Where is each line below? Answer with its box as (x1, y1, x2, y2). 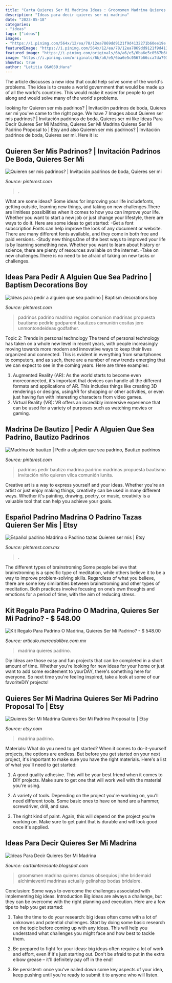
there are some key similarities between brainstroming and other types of (5, 580, 160, 586)
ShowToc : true (5, 60, 36, 65)
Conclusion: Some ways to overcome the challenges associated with (5, 887, 150, 893)
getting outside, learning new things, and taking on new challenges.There (5, 203, 160, 210)
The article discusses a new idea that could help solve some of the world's (5, 79, 163, 85)
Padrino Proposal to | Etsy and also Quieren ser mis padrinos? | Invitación (5, 126, 160, 133)
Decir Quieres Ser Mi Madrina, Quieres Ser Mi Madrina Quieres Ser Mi (5, 121, 153, 127)
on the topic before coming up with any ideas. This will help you (12, 925, 147, 931)
